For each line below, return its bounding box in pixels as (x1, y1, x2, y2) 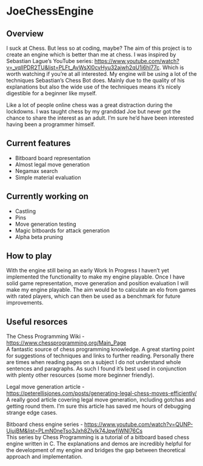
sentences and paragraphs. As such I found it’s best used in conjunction (6, 365, 187, 373)
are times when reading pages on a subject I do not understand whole (6, 359, 181, 366)
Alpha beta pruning (15, 233, 64, 240)
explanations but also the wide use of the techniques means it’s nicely (6, 83, 181, 90)
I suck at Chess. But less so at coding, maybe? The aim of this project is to (6, 44, 192, 52)
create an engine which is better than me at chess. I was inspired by (6, 51, 176, 58)
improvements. (6, 299, 44, 306)
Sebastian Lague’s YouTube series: (6, 58, 93, 64)
